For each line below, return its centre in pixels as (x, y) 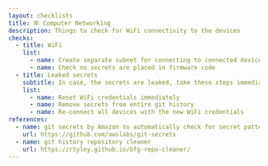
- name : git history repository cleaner (83, 142)
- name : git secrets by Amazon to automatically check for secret (128, 127)
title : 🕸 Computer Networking (60, 23)
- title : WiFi (39, 45)
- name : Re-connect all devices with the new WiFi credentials (137, 113)
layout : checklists (41, 16)
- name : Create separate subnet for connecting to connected (133, 61)
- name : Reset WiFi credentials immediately (104, 97)
